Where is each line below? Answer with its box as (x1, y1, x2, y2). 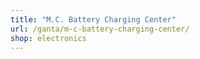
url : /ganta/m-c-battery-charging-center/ (10, 24, 190, 34)
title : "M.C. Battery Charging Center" (10, 14, 177, 25)
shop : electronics (10, 33, 87, 43)
